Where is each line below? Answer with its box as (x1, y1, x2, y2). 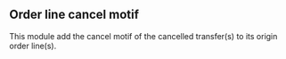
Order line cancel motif (9, 7, 140, 22)
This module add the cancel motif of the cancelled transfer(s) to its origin (9, 30, 278, 41)
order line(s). (9, 40, 57, 51)
